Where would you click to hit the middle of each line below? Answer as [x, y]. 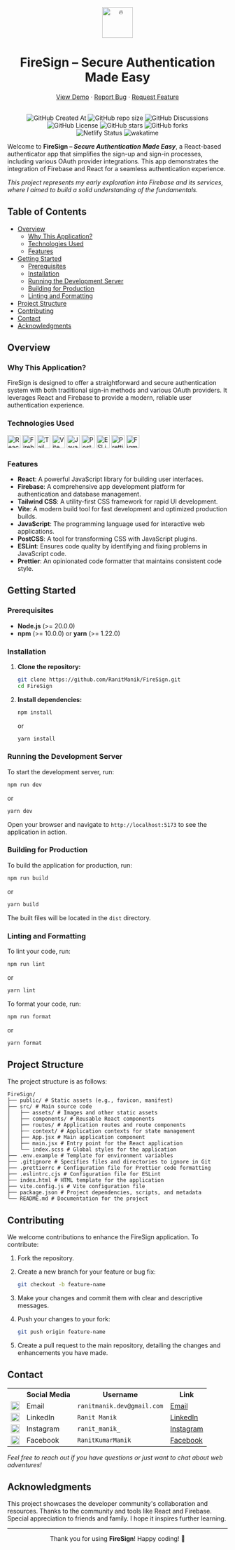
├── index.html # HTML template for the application [86, 1180]
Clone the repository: [49, 667]
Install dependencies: [50, 699]
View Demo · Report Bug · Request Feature [117, 97]
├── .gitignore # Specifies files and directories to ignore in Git [109, 1162]
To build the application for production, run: [70, 865]
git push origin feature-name [62, 1332]
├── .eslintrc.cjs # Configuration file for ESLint [84, 1174]
